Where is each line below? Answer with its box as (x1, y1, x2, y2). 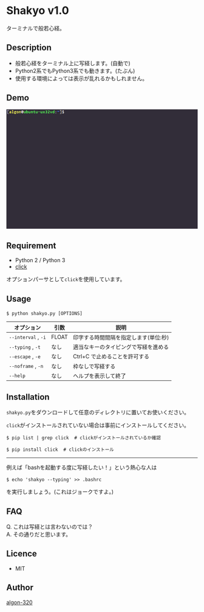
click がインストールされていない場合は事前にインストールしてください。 (6, 422, 189, 429)
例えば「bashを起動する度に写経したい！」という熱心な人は (6, 464, 157, 471)
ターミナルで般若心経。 (6, 24, 65, 32)
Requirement (6, 240, 56, 251)
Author (6, 582, 33, 593)
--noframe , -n (8, 363, 44, 370)
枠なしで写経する (72, 363, 116, 370)
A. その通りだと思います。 (6, 530, 72, 538)
